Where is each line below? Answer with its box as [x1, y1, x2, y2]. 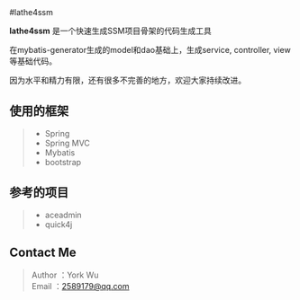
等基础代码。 [9, 56, 57, 66]
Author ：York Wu [31, 269, 99, 280]
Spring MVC [44, 137, 90, 148]
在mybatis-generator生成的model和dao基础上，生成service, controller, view [9, 45, 291, 55]
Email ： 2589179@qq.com [31, 281, 130, 292]
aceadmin [44, 209, 83, 220]
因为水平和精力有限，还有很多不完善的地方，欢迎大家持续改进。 [9, 75, 246, 85]
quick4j [44, 218, 73, 230]
